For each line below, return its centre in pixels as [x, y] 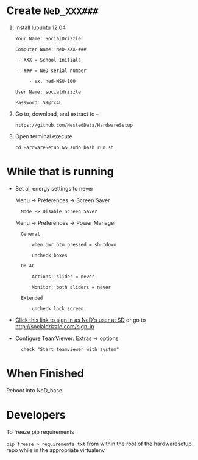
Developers [36, 415]
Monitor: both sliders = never [71, 287]
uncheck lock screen [58, 308]
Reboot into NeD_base [34, 390]
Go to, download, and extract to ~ [57, 114]
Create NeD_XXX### [52, 11]
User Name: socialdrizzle [48, 92]
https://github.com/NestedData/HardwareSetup [74, 125]
